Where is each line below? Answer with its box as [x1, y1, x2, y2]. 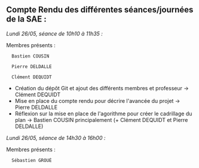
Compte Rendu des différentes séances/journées [6, 5, 194, 15]
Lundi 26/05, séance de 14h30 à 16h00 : [6, 134, 106, 141]
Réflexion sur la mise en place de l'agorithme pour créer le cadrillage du [14, 110, 192, 117]
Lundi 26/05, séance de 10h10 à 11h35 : [6, 30, 103, 37]
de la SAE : [6, 14, 47, 25]
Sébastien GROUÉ [11, 157, 52, 163]
